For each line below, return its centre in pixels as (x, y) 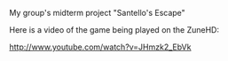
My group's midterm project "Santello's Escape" (98, 13)
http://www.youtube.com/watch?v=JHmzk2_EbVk (100, 47)
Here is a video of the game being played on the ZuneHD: (114, 30)
